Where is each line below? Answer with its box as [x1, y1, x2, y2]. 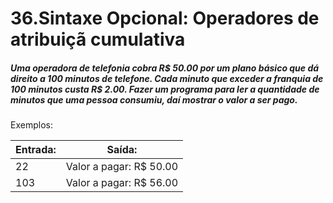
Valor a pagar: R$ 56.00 [65, 176, 179, 190]
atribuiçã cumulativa [10, 28, 186, 51]
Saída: [106, 143, 138, 157]
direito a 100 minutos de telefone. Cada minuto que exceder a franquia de [10, 72, 324, 84]
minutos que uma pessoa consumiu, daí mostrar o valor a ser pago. [10, 93, 298, 106]
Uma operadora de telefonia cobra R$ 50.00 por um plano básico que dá [10, 62, 320, 74]
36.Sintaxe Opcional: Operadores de [10, 7, 320, 30]
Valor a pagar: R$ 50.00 [65, 160, 179, 174]
